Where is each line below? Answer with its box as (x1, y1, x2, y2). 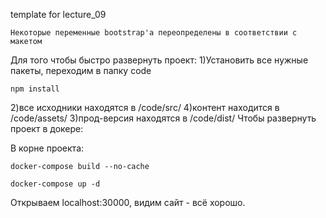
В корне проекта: (10, 142, 85, 154)
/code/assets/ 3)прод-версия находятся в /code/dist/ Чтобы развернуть (10, 112, 317, 124)
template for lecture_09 (10, 9, 107, 20)
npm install (10, 84, 60, 94)
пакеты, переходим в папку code (10, 65, 152, 76)
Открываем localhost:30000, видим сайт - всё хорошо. (10, 197, 246, 208)
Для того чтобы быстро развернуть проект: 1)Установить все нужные (10, 54, 309, 66)
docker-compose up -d (10, 179, 101, 189)
